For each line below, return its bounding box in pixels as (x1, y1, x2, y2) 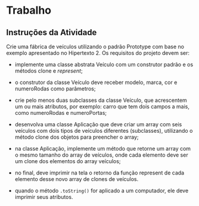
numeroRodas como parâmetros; (14, 85, 96, 92)
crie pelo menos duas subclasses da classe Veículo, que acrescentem (14, 96, 188, 104)
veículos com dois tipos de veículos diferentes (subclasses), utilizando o (14, 127, 193, 134)
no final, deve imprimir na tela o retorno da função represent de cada (14, 169, 185, 176)
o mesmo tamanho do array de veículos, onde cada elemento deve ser (14, 151, 189, 158)
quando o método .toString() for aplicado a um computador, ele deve (14, 187, 189, 194)
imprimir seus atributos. (14, 193, 73, 200)
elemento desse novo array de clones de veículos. (14, 176, 139, 182)
